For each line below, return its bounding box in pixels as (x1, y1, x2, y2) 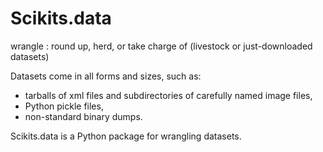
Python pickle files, (24, 100, 104, 112)
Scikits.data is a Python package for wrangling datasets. (10, 130, 242, 142)
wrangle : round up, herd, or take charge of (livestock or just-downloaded (10, 40, 313, 52)
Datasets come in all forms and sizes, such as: (10, 70, 202, 82)
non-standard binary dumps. (24, 110, 143, 122)
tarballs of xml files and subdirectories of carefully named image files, (24, 89, 313, 101)
